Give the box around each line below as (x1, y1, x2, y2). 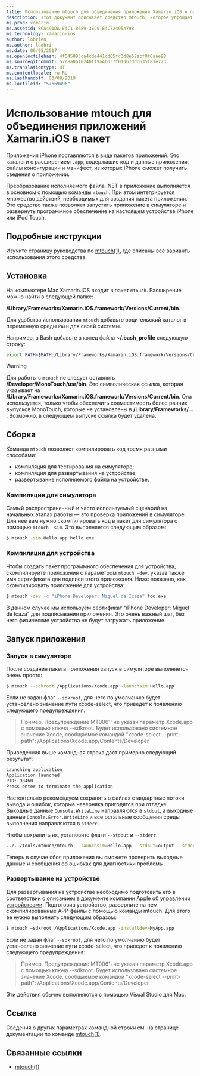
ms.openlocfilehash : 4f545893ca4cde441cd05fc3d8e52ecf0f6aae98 (6, 53, 167, 59)
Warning (6, 362, 27, 370)
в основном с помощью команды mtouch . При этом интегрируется (6, 189, 175, 196)
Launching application (6, 767, 62, 773)
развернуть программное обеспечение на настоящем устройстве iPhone (6, 207, 194, 215)
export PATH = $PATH (6, 352, 52, 358)
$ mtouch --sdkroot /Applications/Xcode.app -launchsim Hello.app (6, 683, 174, 689)
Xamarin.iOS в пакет (6, 132, 111, 146)
